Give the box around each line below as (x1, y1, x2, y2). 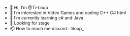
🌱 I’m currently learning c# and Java (9, 15, 84, 20)
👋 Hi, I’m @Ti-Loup (9, 5, 48, 10)
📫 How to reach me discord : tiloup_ (9, 26, 84, 31)
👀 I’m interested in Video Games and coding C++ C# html (9, 10, 127, 16)
